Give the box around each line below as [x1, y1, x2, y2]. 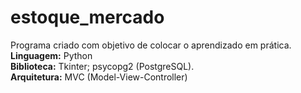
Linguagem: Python [10, 49, 93, 61]
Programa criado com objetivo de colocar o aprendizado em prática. [10, 39, 292, 51]
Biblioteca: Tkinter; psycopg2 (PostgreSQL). [10, 60, 195, 72]
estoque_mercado [10, 6, 165, 29]
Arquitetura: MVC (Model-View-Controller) [10, 71, 188, 83]
